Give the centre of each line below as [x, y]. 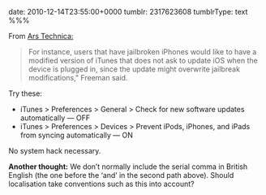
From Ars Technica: [41, 36]
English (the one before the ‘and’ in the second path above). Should [121, 175]
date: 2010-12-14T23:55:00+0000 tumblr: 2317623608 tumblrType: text [128, 12]
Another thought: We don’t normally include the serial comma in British [128, 167]
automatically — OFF [55, 118]
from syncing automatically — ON [77, 135]
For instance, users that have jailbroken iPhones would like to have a [142, 52]
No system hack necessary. [55, 151]
